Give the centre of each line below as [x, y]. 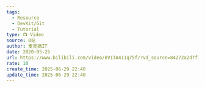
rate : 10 [17, 63]
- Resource [26, 18]
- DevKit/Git [28, 23]
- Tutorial [26, 29]
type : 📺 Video [25, 35]
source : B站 [21, 40]
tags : [13, 12]
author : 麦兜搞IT [27, 47]
